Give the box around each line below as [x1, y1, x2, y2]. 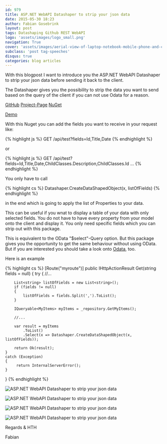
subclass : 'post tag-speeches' [5, 49, 70, 54]
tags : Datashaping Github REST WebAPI [5, 30, 85, 35]
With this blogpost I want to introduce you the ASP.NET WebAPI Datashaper [5, 72, 161, 78]
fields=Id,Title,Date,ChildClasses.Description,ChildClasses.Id [5, 160, 129, 167]
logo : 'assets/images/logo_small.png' [5, 35, 85, 40]
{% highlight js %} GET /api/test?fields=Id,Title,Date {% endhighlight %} [5, 136, 153, 142]
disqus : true [5, 53, 32, 59]
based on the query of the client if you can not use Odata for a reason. [5, 92, 150, 98]
